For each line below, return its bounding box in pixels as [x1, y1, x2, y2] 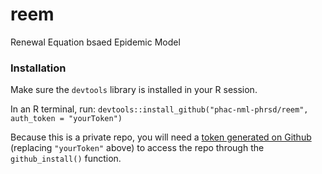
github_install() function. [10, 153, 122, 165]
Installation [10, 61, 67, 75]
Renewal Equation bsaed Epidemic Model [10, 36, 181, 48]
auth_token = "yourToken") [10, 114, 123, 124]
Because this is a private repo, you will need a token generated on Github [10, 131, 312, 143]
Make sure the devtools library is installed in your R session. [10, 84, 258, 96]
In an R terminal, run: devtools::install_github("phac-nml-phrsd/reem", [10, 103, 309, 115]
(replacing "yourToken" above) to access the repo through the [10, 142, 265, 154]
